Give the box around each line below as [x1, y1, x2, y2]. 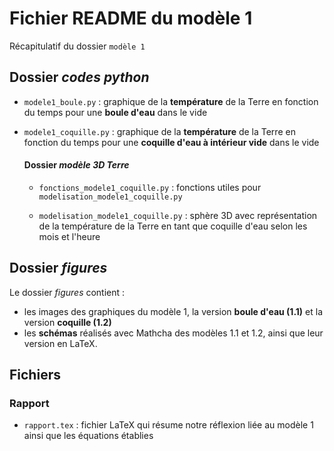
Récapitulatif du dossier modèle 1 [9, 40, 146, 52]
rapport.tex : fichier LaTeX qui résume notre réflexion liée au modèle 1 [23, 419, 314, 431]
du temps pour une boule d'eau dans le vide [23, 106, 208, 118]
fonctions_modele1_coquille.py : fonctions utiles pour [38, 181, 262, 193]
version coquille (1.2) [23, 316, 112, 328]
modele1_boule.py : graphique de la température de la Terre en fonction [23, 95, 319, 107]
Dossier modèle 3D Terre [23, 159, 130, 171]
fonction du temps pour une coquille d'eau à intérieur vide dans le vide [23, 136, 320, 148]
